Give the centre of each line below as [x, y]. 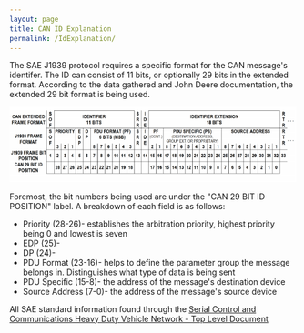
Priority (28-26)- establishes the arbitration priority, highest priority [149, 224]
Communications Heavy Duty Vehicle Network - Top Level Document [139, 318]
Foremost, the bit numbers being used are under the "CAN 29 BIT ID [137, 197]
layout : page [34, 19]
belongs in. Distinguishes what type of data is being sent [129, 272]
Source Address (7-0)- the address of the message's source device [150, 291]
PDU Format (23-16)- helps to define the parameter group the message [156, 262]
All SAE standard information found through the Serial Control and [133, 308]
